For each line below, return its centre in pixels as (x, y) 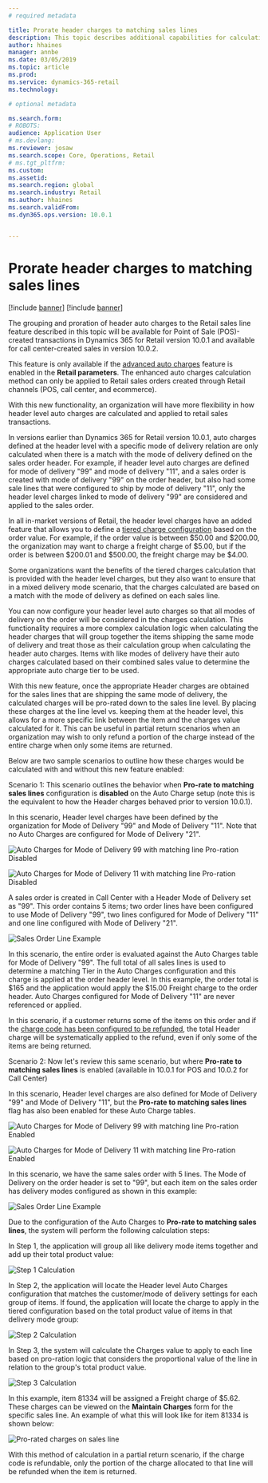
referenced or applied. (45, 1005)
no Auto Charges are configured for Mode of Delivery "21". (104, 834)
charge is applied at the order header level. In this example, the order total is (134, 979)
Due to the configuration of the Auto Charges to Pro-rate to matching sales (132, 1222)
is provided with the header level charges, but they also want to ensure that (132, 578)
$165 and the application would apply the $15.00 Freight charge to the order (133, 988)
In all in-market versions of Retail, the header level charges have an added (130, 521)
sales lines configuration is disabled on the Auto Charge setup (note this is (132, 793)
